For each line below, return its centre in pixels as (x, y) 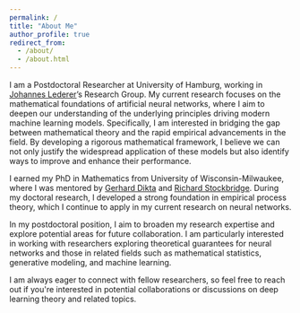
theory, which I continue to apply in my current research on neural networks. (150, 207)
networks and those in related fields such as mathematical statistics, (136, 253)
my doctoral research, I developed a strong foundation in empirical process (148, 197)
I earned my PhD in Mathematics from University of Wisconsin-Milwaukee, (147, 178)
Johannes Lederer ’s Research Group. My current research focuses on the (145, 94)
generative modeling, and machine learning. (90, 262)
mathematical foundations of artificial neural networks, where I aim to (137, 104)
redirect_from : (38, 43)
